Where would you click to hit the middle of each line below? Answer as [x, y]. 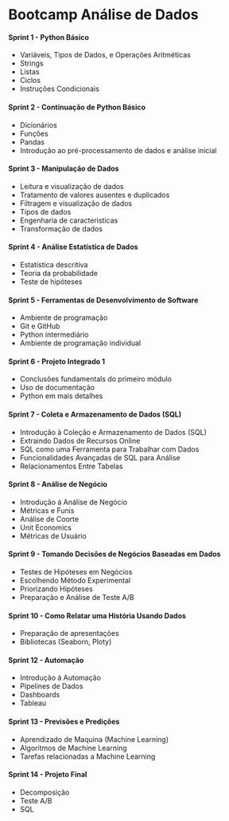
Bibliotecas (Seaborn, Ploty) [66, 642]
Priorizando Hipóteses [56, 589]
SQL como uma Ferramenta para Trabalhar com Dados [109, 449]
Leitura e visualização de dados [72, 186]
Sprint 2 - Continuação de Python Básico [77, 107]
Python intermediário [54, 335]
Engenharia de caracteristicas [69, 220]
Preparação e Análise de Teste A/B [77, 598]
